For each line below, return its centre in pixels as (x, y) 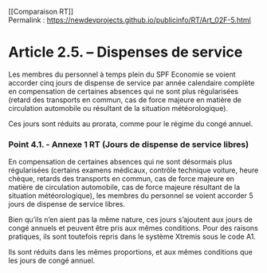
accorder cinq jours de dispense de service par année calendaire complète (132, 82)
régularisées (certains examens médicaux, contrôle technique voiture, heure (133, 170)
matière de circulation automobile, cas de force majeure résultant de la (124, 188)
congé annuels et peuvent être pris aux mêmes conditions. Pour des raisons (133, 228)
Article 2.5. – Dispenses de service (126, 52)
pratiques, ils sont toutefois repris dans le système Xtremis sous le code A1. (132, 237)
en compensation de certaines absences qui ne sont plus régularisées (124, 91)
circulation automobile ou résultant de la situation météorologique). (118, 108)
